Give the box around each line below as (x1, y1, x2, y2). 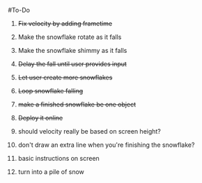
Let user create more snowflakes (17, 73, 113, 81)
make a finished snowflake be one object (17, 100, 137, 109)
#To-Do (8, 6, 31, 14)
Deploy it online (17, 114, 63, 122)
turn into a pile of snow (17, 168, 84, 176)
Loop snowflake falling (17, 87, 84, 95)
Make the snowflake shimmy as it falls (17, 47, 127, 54)
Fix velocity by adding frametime (17, 19, 113, 27)
